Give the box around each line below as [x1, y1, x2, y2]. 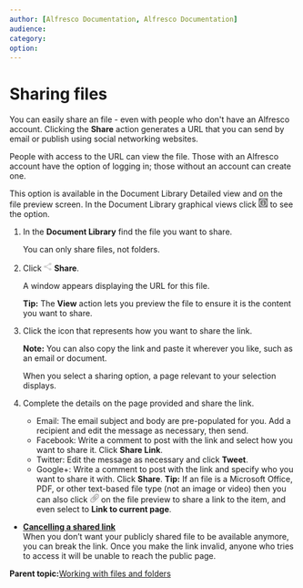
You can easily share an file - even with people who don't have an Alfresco [9, 114, 290, 125]
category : [9, 34, 47, 43]
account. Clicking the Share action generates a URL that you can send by [9, 124, 285, 135]
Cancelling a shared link [22, 521, 116, 532]
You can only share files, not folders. [22, 244, 161, 255]
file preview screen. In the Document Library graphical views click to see [9, 199, 294, 210]
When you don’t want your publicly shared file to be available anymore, [22, 531, 289, 542]
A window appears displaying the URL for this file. [22, 281, 210, 292]
